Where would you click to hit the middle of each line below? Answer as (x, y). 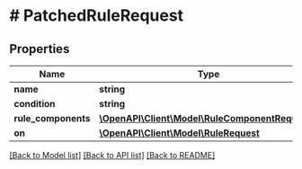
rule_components (52, 118)
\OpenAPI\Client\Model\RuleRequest (179, 133)
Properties (40, 49)
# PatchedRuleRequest (97, 16)
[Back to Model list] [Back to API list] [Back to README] (112, 155)
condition (35, 104)
